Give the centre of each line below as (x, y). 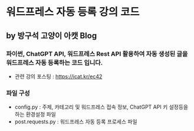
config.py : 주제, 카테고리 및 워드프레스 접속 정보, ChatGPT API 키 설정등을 (101, 107)
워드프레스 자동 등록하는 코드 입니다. (55, 62)
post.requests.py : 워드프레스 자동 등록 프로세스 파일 (76, 122)
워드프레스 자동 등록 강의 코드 (73, 12)
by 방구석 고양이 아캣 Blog (52, 36)
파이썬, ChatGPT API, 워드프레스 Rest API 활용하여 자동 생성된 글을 (97, 53)
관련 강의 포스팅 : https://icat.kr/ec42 (58, 76)
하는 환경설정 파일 (35, 115)
